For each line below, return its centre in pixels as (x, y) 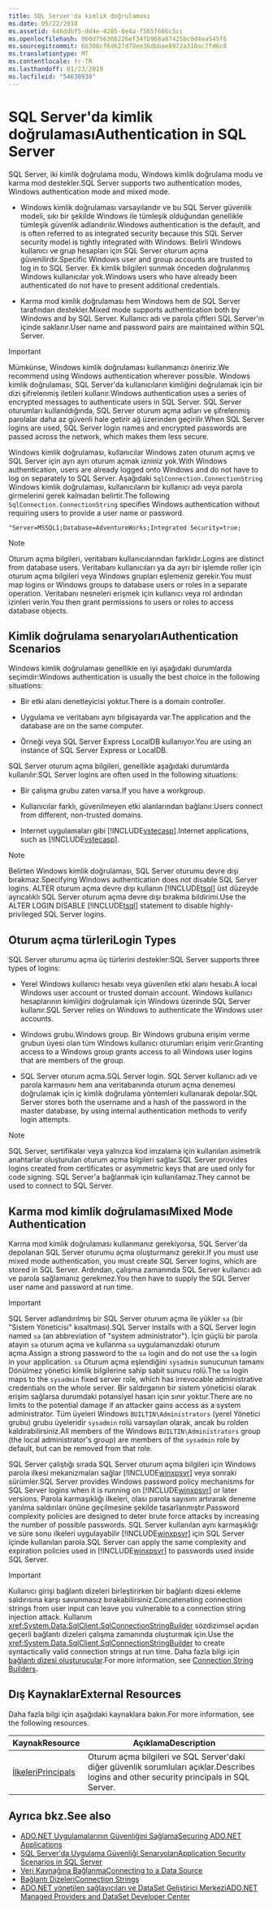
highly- (222, 906)
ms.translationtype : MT (49, 54)
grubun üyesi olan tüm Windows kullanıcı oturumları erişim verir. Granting (142, 1043)
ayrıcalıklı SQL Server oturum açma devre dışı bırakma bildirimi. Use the (127, 897)
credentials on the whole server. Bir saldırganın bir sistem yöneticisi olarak (132, 1388)
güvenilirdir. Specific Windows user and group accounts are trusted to (136, 259)
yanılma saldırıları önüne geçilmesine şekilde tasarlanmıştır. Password (124, 1507)
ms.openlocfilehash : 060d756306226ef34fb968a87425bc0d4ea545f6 (118, 39)
